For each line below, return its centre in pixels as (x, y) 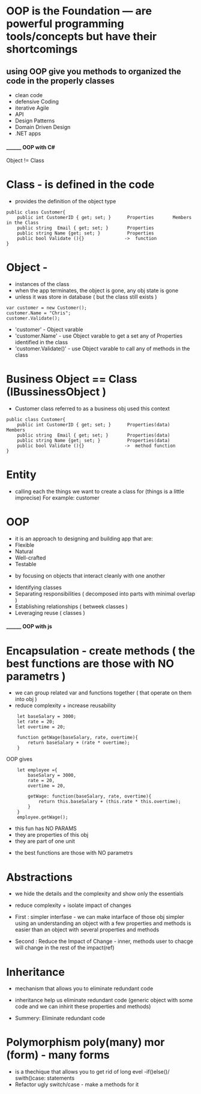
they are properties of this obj (52, 835)
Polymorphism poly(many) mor (85, 1042)
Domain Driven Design (43, 127)
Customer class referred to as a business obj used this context (92, 408)
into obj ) (26, 699)
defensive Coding (37, 101)
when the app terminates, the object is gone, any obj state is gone (97, 291)
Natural (24, 551)
